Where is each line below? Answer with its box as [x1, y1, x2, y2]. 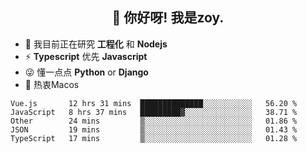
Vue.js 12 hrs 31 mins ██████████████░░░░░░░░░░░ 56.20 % [10, 98, 298, 108]
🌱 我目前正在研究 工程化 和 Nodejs [24, 38, 168, 50]
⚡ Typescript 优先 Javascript [24, 50, 148, 62]
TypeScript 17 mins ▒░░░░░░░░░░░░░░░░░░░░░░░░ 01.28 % [10, 133, 298, 143]
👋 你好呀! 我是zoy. [111, 9, 225, 27]
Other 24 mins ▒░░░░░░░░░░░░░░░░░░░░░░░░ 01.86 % [10, 116, 298, 126]
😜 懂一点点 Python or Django [24, 66, 149, 78]
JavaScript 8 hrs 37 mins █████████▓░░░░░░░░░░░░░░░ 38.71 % [10, 107, 298, 117]
